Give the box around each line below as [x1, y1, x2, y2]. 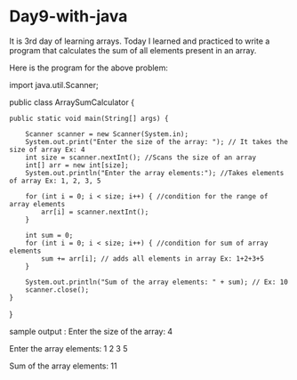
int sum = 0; [25, 230, 74, 239]
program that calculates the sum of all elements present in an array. [9, 44, 257, 55]
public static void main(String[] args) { [9, 114, 169, 123]
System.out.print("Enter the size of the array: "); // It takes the [25, 137, 289, 146]
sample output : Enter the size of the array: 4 [9, 326, 173, 336]
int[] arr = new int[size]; [25, 160, 129, 170]
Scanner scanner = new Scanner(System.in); [25, 129, 189, 139]
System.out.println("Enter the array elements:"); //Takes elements [25, 168, 285, 177]
